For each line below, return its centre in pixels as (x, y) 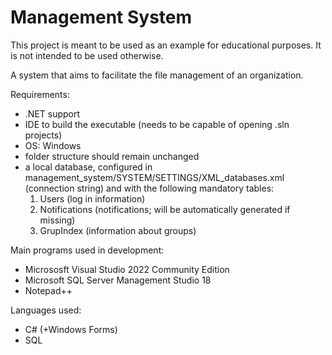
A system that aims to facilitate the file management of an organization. (157, 75)
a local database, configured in (88, 167)
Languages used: (46, 310)
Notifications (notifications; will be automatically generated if (165, 209)
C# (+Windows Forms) (71, 329)
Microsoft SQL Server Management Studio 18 (118, 280)
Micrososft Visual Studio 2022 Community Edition (127, 269)
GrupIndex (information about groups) (118, 230)
